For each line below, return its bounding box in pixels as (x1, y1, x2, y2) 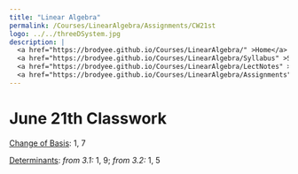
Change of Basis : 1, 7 (9, 138, 86, 148)
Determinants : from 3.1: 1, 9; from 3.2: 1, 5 (9, 155, 161, 165)
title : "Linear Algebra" (9, 12, 101, 22)
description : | (9, 37, 66, 47)
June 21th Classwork (9, 108, 167, 128)
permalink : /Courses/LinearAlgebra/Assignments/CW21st (9, 21, 216, 30)
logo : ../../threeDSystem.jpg (9, 29, 122, 38)
